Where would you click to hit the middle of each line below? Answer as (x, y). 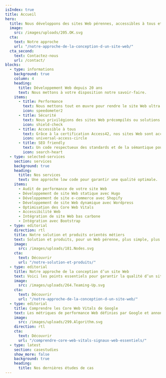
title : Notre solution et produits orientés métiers (69, 235)
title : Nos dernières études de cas (56, 368)
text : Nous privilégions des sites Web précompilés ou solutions (92, 120)
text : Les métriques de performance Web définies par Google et (82, 313)
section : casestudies (36, 350)
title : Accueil (21, 14)
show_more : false (32, 354)
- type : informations (32, 70)
